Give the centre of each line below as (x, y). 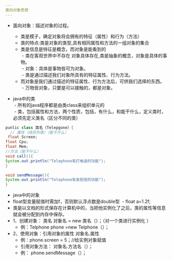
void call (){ (19, 156)
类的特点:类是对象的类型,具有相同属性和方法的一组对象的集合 (85, 43)
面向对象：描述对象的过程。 (42, 25)
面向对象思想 (17, 10)
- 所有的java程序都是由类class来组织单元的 (59, 105)
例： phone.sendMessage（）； (53, 253)
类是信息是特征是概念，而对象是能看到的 (63, 49)
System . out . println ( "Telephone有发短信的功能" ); (56, 180)
